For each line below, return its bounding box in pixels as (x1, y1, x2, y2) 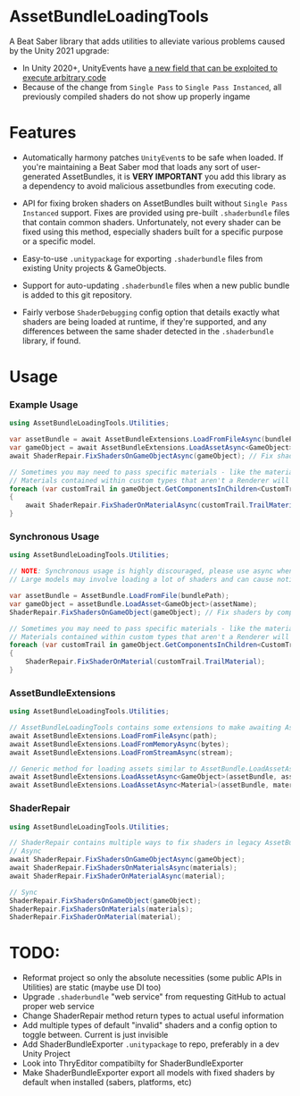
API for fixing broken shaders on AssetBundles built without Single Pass (21, 198, 288, 208)
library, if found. (21, 335, 81, 346)
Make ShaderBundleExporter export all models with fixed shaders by (21, 1067, 275, 1078)
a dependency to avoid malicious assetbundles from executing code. (21, 181, 276, 191)
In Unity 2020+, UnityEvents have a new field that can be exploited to (21, 63, 279, 73)
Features (9, 122, 77, 143)
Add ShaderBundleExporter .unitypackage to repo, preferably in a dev (21, 1039, 279, 1050)
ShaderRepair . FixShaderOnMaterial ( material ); (9, 913, 181, 922)
